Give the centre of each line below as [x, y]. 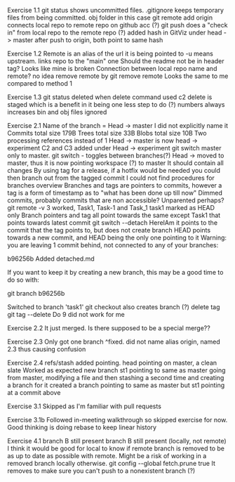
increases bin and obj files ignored [57, 112]
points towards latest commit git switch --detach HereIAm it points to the [113, 223]
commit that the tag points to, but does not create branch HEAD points [109, 230]
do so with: [23, 280]
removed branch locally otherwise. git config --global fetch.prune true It [112, 463]
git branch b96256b [36, 293]
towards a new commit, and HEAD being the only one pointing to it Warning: [117, 237]
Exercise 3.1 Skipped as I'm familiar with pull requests [84, 406]
